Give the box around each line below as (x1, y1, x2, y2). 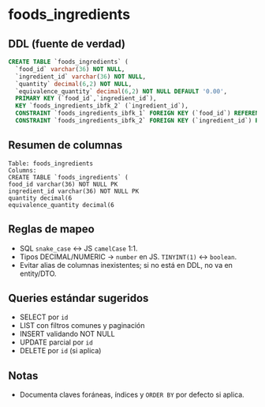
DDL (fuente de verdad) (8, 37, 126, 51)
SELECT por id (19, 312, 69, 322)
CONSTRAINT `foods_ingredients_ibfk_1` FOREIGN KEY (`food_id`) (15, 109, 231, 118)
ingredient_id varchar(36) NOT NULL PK (8, 187, 140, 195)
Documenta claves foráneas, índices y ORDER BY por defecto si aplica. (19, 390, 244, 400)
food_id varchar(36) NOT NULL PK (8, 180, 118, 188)
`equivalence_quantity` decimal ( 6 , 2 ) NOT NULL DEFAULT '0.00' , (15, 87, 228, 96)
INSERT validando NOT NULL (19, 330, 116, 339)
